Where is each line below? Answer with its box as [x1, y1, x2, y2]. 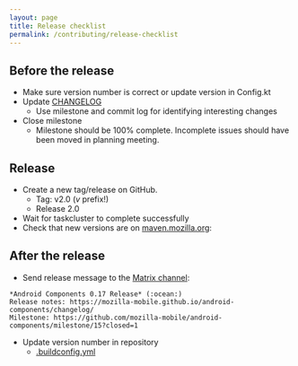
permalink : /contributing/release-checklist [9, 30, 179, 39]
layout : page [9, 13, 58, 22]
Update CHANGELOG [22, 96, 102, 108]
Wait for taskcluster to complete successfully [22, 213, 190, 223]
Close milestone [22, 116, 83, 126]
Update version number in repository [22, 336, 159, 347]
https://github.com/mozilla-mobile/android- [53, 313, 223, 322]
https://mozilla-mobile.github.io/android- [69, 297, 235, 306]
